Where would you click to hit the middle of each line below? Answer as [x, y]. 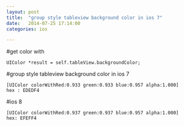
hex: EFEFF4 [21, 118]
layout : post [23, 12]
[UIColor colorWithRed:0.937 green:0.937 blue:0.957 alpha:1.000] [93, 113]
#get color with [25, 52]
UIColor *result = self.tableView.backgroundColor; [73, 63]
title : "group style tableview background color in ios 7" [85, 18]
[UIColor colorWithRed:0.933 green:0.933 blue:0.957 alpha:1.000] [93, 85]
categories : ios [27, 29]
